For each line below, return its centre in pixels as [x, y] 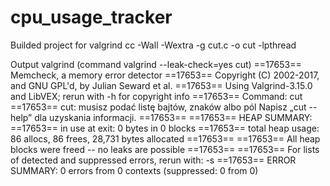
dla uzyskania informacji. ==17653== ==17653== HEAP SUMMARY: [173, 117]
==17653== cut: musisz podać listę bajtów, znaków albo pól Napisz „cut [158, 107]
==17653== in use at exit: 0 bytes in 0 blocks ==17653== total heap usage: [165, 128]
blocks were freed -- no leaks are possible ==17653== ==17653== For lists [165, 149]
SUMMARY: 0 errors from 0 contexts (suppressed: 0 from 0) [134, 170]
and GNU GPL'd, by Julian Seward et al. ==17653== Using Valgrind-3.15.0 [161, 85]
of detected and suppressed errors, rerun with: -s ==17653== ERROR [153, 160]
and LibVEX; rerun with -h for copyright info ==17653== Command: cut [156, 96]
